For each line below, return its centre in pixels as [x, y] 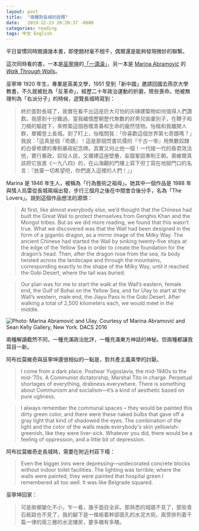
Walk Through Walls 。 [33, 71]
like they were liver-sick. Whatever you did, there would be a [119, 433]
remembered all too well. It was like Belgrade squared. [87, 482]
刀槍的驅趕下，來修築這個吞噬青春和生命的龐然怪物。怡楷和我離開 [101, 126]
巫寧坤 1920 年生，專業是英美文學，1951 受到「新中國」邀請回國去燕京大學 [97, 84]
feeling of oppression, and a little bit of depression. [83, 440]
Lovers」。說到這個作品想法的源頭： [49, 198]
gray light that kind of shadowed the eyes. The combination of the [101, 421]
